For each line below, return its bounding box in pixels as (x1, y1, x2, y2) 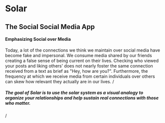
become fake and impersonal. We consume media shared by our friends (5, 52, 152, 58)
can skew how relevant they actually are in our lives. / (5, 78, 115, 84)
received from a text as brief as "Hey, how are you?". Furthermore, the (5, 68, 148, 74)
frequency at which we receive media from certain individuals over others (5, 73, 155, 79)
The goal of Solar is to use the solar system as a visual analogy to (5, 90, 143, 96)
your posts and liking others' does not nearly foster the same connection (5, 62, 153, 69)
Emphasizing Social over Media (5, 36, 71, 42)
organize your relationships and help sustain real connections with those (5, 95, 159, 101)
